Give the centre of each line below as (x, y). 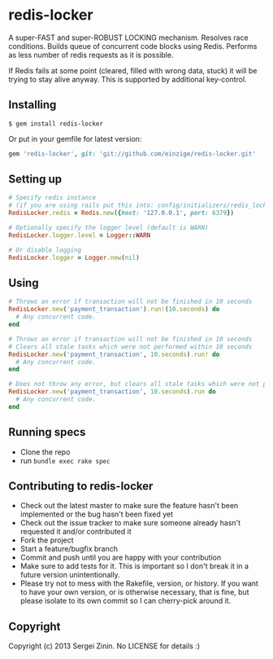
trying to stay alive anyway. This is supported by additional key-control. (128, 79)
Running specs (47, 432)
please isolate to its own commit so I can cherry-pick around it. (126, 601)
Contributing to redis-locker (81, 486)
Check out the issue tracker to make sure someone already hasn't (130, 523)
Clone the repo (45, 452)
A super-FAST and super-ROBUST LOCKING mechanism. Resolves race (129, 37)
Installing (32, 105)
